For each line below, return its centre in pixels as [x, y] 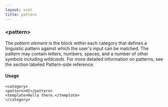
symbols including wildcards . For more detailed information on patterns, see [84, 59]
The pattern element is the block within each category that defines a [76, 43]
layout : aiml [19, 10]
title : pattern [21, 15]
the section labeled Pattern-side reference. [50, 64]
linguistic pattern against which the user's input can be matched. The [77, 48]
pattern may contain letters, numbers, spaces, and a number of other [77, 54]
